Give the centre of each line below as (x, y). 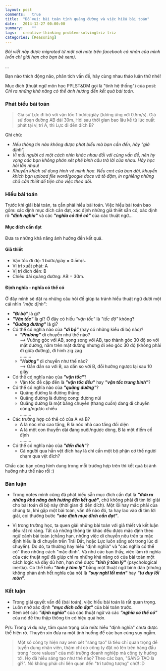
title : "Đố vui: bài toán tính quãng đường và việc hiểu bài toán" (77, 19)
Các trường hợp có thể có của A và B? (51, 419)
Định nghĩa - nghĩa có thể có (35, 288)
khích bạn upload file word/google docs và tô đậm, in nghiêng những (83, 176)
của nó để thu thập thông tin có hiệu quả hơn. (59, 618)
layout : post (19, 10)
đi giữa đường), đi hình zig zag (51, 351)
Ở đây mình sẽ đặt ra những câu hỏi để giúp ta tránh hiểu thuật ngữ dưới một (83, 299)
